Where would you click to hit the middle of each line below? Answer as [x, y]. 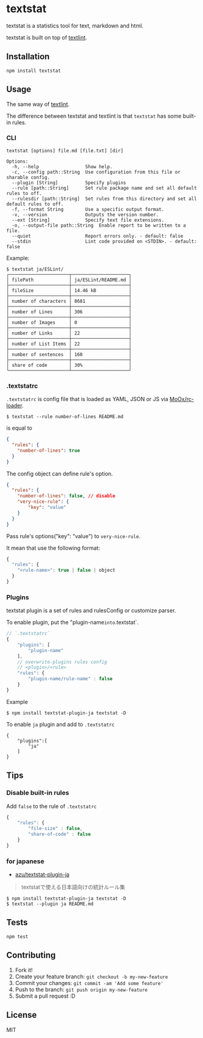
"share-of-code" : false [60, 834]
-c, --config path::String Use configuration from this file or [96, 172]
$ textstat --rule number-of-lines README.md [65, 417]
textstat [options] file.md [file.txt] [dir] [65, 151]
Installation [28, 57]
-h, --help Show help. [62, 166]
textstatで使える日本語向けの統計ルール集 [73, 887]
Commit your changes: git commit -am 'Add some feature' [89, 983]
